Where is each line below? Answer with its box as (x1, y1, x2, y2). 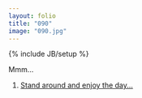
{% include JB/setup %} (8, 49, 89, 59)
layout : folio (8, 11, 57, 20)
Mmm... (8, 65, 34, 75)
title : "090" (8, 19, 53, 28)
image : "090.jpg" (8, 27, 67, 35)
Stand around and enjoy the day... (19, 80, 134, 90)
